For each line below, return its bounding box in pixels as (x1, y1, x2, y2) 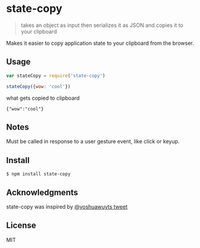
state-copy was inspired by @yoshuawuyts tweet (6, 203, 128, 210)
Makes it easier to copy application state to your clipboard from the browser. (6, 39, 194, 47)
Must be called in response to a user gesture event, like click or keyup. (6, 138, 180, 145)
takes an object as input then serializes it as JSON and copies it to (20, 22, 184, 29)
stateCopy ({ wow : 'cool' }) (6, 83, 70, 90)
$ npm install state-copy (6, 171, 70, 177)
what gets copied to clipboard (6, 94, 80, 102)
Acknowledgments (6, 187, 79, 197)
